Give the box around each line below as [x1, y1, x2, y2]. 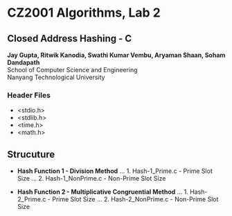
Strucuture [7, 148, 55, 160]
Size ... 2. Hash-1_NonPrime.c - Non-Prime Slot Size [17, 174, 166, 183]
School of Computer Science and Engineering [7, 66, 138, 74]
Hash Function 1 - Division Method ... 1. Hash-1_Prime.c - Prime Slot [17, 167, 213, 175]
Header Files [7, 90, 51, 100]
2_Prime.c [17, 195, 46, 203]
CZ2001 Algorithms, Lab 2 [7, 5, 161, 21]
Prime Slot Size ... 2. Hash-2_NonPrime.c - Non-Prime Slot [51, 195, 219, 203]
